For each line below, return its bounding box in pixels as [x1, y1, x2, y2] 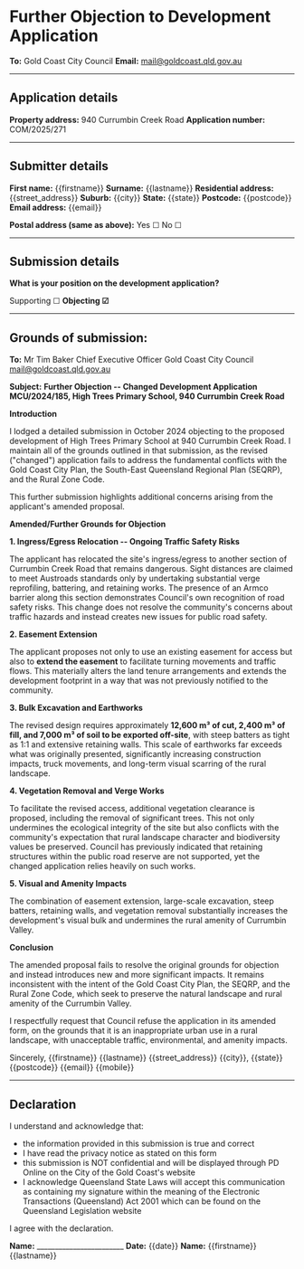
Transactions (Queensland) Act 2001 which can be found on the [22, 1196, 261, 1207]
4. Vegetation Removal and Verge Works [9, 785, 165, 797]
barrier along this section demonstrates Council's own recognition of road [9, 592, 285, 603]
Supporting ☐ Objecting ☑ [9, 296, 109, 307]
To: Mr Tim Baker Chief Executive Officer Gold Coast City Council [9, 355, 254, 365]
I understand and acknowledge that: [9, 1121, 145, 1132]
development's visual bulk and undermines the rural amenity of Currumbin [9, 915, 287, 926]
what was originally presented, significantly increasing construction [9, 749, 261, 760]
